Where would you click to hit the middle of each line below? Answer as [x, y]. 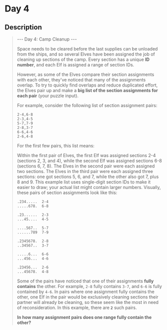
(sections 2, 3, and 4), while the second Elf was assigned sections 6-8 [89, 161]
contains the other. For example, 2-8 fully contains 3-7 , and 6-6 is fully [89, 286]
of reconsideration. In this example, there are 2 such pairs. [77, 307]
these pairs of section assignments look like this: [67, 192]
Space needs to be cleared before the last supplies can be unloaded [87, 49]
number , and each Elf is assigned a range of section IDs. [75, 65]
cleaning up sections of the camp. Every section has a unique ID [83, 59]
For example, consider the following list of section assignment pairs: [87, 105]
